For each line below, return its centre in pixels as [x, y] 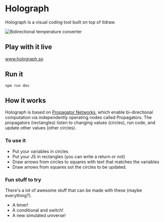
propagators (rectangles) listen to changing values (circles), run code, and [80, 123]
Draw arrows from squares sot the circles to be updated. [69, 167]
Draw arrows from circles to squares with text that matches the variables [86, 162]
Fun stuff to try [23, 179]
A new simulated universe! [39, 215]
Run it [14, 74]
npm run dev [17, 86]
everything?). [18, 195]
